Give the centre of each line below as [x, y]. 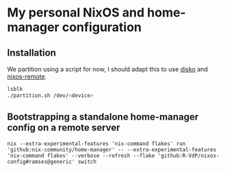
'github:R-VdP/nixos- [189, 155]
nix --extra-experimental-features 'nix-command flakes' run [97, 143]
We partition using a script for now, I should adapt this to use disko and [108, 69]
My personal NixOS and [76, 13]
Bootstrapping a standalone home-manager [103, 117]
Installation [32, 53]
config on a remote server [64, 128]
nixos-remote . [27, 76]
